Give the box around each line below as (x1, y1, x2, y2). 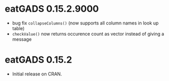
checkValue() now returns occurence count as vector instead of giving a (12, 31, 164, 37)
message (12, 36, 32, 42)
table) (12, 25, 25, 31)
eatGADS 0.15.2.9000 (5, 3, 99, 15)
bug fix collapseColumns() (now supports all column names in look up (12, 20, 159, 26)
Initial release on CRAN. (12, 71, 62, 77)
